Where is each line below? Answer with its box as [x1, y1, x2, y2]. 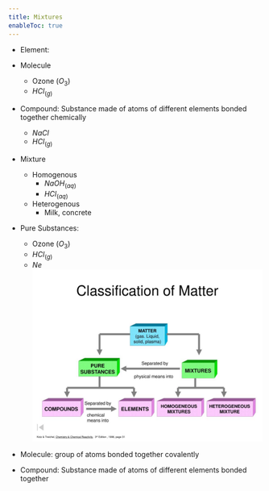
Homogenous [31, 169, 78, 179]
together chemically [19, 113, 87, 123]
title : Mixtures [8, 13, 63, 21]
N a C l [31, 128, 50, 138]
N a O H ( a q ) [43, 178, 77, 189]
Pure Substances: [19, 223, 79, 233]
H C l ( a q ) [43, 189, 68, 201]
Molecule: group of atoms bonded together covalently [19, 450, 200, 460]
